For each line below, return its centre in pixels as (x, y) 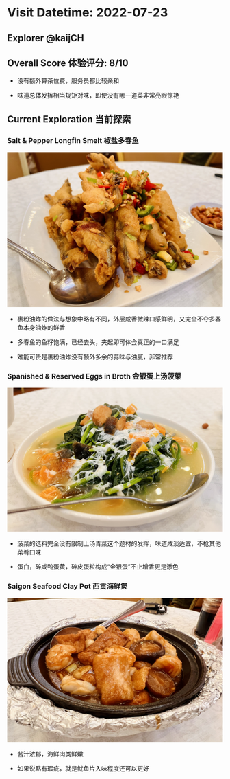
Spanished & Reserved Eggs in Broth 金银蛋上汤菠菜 (94, 376)
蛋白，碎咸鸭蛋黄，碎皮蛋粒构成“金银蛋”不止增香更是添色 (98, 567)
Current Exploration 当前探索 (69, 119)
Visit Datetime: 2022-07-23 (88, 13)
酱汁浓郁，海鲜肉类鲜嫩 (50, 754)
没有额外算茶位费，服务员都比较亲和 (68, 81)
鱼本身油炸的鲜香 (41, 327)
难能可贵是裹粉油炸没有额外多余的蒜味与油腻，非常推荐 (95, 357)
